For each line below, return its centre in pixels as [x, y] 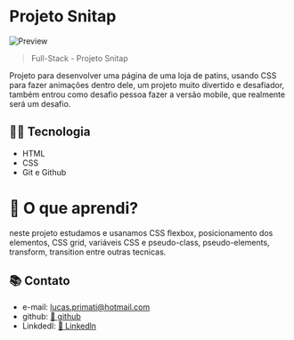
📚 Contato [40, 281]
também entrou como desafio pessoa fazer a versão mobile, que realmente [147, 94]
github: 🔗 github [52, 316]
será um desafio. [40, 103]
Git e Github [44, 172]
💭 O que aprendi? [74, 208]
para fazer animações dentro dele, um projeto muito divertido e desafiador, [147, 85]
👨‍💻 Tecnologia [50, 132]
